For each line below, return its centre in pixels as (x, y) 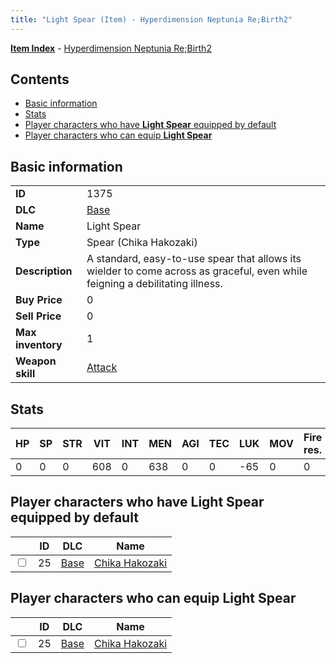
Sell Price (38, 316)
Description (44, 271)
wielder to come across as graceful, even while (197, 271)
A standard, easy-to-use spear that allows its (194, 259)
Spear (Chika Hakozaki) (142, 243)
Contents (40, 79)
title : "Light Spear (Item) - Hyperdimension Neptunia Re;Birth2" (151, 19)
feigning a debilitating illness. (154, 284)
